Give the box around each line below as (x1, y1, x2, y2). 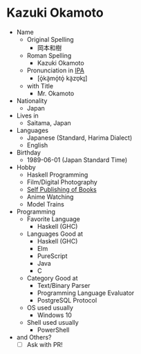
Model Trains (26, 200, 65, 208)
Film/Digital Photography (26, 177, 97, 186)
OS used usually (26, 303, 74, 312)
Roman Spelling (26, 51, 72, 60)
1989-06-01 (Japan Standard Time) (26, 155, 128, 164)
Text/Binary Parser (37, 281, 91, 289)
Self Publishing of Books (26, 185, 97, 193)
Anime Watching (26, 193, 74, 201)
